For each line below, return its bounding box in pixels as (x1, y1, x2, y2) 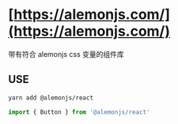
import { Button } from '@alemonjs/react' (8, 108, 150, 116)
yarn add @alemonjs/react (8, 93, 93, 102)
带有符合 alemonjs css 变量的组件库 (8, 49, 124, 58)
